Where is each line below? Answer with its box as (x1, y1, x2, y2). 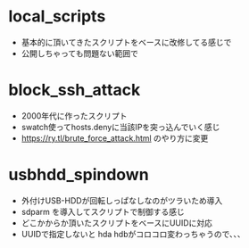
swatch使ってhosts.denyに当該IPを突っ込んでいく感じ (21, 121, 220, 132)
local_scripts (8, 6, 106, 27)
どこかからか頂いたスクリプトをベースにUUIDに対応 (21, 217, 213, 228)
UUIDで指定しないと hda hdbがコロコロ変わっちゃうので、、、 (21, 228, 245, 239)
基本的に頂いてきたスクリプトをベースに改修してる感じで (21, 37, 232, 47)
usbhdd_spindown (8, 165, 149, 185)
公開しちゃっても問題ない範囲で (21, 47, 139, 59)
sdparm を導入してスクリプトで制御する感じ (21, 206, 185, 217)
